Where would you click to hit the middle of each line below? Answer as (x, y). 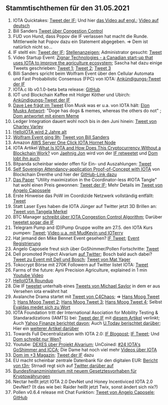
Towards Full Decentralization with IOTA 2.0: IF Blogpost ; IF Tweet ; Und (86, 333)
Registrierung (27, 243)
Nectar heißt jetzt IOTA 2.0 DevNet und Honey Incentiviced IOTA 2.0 (83, 381)
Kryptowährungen (31, 376)
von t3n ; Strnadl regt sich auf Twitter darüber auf (63, 365)
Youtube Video (28, 275)
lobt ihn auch (26, 158)
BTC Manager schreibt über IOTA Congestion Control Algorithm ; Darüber (87, 216)
